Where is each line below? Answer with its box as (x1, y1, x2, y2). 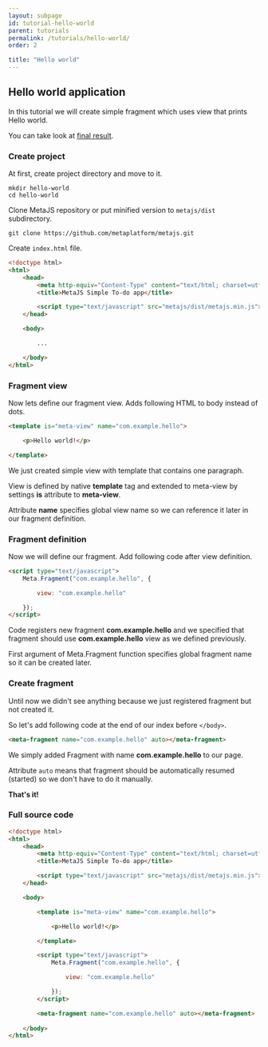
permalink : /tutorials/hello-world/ (8, 34, 130, 42)
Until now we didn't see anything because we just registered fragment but (8, 696, 252, 705)
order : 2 (8, 42, 37, 50)
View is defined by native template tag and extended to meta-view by (8, 481, 238, 490)
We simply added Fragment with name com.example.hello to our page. (8, 749, 243, 760)
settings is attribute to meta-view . (8, 490, 121, 499)
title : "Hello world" (8, 56, 81, 64)
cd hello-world (8, 191, 59, 200)
